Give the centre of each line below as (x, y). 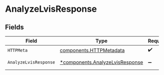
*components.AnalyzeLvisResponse (102, 62)
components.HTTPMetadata (92, 50)
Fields (15, 27)
